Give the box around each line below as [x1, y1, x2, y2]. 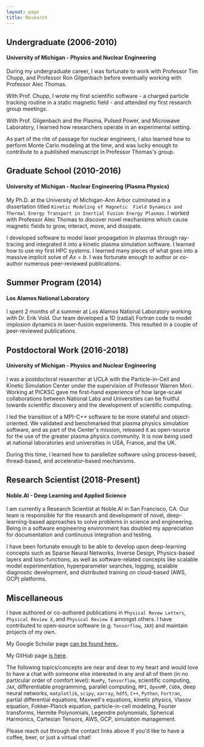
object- [171, 413, 191, 420]
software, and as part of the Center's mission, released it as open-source [6, 426, 191, 433]
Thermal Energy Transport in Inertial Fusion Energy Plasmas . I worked [6, 209, 190, 217]
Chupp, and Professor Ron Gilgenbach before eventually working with [6, 74, 181, 82]
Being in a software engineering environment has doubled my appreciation [6, 524, 194, 532]
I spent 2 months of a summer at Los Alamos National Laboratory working [6, 308, 192, 315]
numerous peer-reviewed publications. [24, 260, 121, 267]
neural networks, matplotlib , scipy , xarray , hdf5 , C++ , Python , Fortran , [6, 690, 182, 697]
